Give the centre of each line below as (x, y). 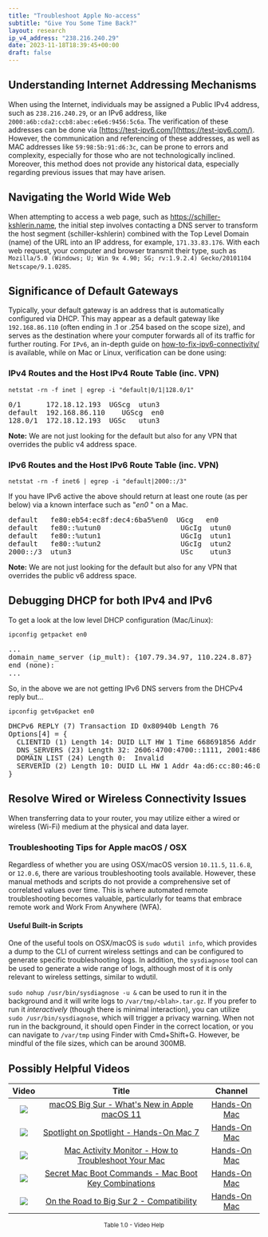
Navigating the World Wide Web (90, 198)
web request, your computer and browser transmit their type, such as (122, 250)
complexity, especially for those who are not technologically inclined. (122, 155)
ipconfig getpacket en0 (48, 634)
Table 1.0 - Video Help (134, 1225)
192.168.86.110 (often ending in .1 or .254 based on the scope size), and (127, 327)
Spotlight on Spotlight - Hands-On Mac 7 (121, 1132)
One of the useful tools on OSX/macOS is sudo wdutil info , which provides (133, 943)
